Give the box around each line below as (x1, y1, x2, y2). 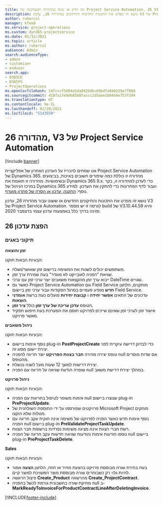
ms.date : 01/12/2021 (5, 34, 47, 39)
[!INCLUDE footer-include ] (5, 495, 57, 501)
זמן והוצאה (5, 248, 26, 253)
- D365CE (5, 75, 23, 80)
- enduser (5, 66, 25, 71)
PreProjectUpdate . (12, 400, 50, 406)
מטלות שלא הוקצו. (12, 411, 46, 417)
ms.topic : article (5, 39, 42, 44)
